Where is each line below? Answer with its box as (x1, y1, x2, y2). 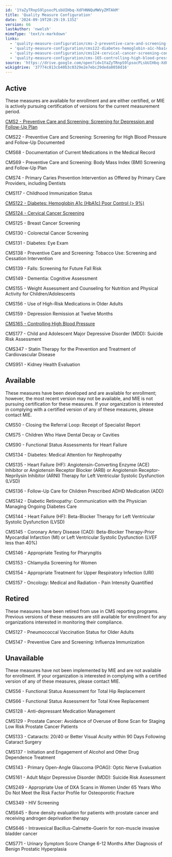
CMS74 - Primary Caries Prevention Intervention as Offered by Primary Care (5, 174, 166, 180)
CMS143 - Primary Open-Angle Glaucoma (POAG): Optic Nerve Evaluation (5, 764, 162, 771)
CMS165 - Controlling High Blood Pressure (5, 320, 95, 326)
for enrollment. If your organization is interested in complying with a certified (5, 673, 167, 679)
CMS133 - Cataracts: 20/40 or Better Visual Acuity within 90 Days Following (5, 734, 166, 740)
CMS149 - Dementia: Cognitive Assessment (5, 275, 98, 281)
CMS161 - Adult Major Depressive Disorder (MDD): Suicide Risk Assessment (5, 774, 166, 780)
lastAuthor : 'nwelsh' (5, 27, 52, 32)
